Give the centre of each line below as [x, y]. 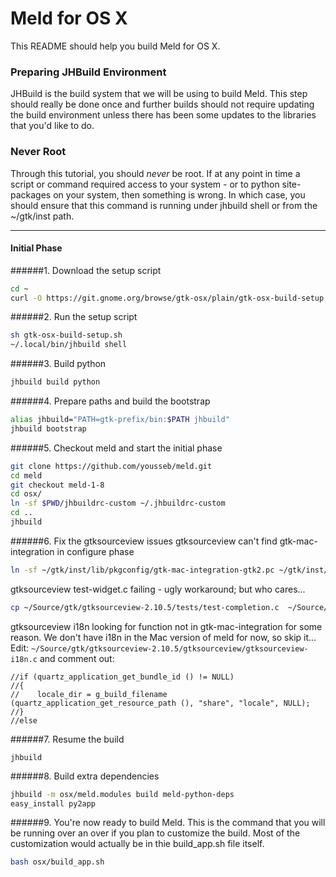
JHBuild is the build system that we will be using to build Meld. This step [159, 94]
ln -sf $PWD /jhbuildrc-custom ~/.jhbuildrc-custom [118, 503]
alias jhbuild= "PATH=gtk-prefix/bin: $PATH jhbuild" [120, 420]
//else [24, 720]
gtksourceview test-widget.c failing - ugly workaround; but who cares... [158, 589]
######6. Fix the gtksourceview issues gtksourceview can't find [144, 541]
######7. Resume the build [67, 739]
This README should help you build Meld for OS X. [115, 46]
